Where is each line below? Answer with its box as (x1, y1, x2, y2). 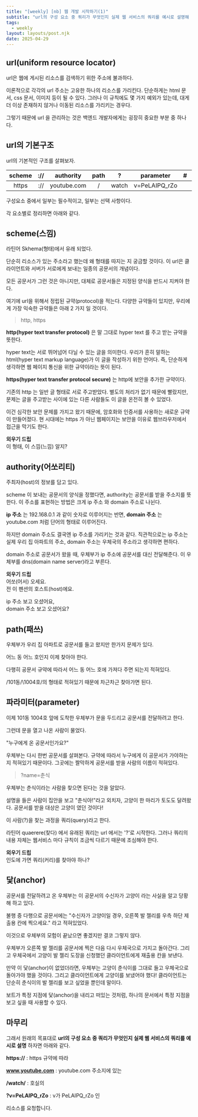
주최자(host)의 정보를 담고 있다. (6, 478, 79, 486)
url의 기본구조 (6, 140, 54, 150)
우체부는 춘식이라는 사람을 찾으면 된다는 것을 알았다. (6, 784, 126, 791)
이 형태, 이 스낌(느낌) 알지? (6, 443, 68, 450)
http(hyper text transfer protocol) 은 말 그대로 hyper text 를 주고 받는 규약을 (6, 329, 188, 336)
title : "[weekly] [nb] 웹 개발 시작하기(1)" (6, 8, 109, 15)
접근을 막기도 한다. (6, 423, 49, 430)
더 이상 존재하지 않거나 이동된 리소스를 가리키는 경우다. (6, 101, 132, 108)
